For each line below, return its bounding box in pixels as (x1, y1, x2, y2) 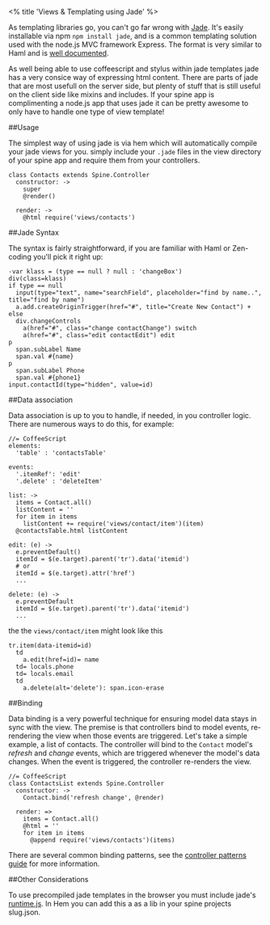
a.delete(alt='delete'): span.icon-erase (23, 684, 164, 692)
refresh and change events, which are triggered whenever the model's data (8, 748, 260, 758)
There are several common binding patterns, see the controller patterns (8, 851, 247, 860)
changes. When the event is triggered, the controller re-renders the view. (8, 757, 252, 767)
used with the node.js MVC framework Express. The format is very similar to (8, 40, 263, 49)
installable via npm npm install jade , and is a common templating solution (8, 32, 257, 40)
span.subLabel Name (15, 345, 82, 353)
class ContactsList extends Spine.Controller (8, 779, 164, 788)
